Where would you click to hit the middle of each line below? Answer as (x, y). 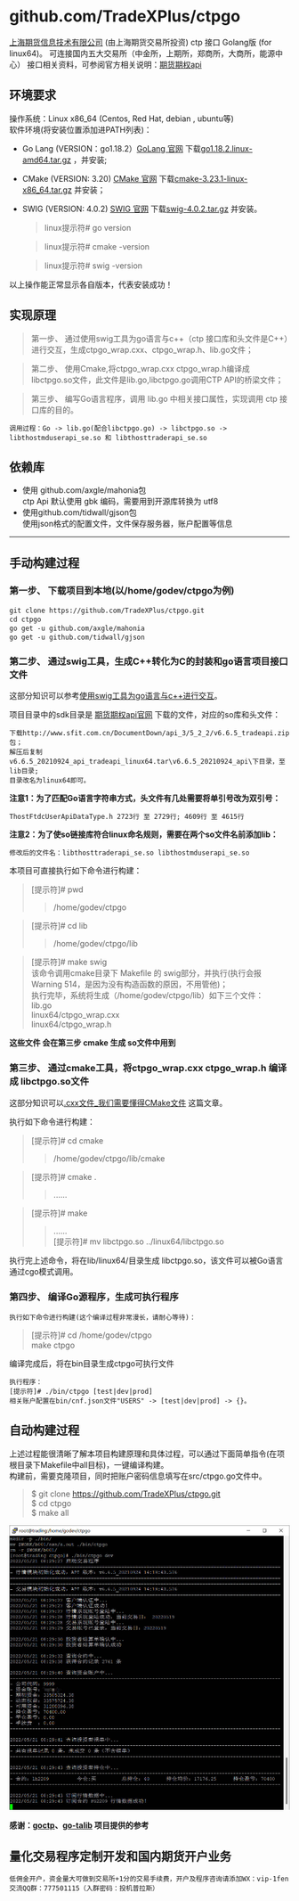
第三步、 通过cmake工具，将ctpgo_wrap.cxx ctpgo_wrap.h (138, 1069)
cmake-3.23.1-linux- (211, 178)
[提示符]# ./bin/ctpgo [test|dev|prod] (81, 1391)
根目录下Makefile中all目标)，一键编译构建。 (89, 1464)
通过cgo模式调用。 (44, 1271)
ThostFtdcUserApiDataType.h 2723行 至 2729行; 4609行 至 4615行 (127, 817)
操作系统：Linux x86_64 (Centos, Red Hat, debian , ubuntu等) (121, 119)
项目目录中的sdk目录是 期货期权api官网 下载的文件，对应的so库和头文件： (145, 715)
